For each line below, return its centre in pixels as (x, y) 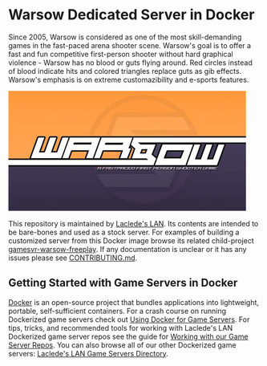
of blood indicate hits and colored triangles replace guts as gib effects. (125, 71)
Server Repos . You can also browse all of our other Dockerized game (122, 345)
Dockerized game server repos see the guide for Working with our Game (128, 336)
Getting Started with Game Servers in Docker (123, 283)
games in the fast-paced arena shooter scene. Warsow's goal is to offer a (129, 45)
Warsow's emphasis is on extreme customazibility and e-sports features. (129, 79)
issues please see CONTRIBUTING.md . (73, 258)
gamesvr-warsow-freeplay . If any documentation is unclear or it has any (127, 249)
